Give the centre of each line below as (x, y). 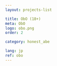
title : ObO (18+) (23, 19)
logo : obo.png (20, 28)
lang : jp (14, 51)
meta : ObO (15, 23)
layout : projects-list (28, 10)
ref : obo (14, 55)
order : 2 (14, 33)
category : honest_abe (28, 42)
